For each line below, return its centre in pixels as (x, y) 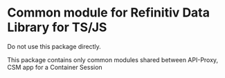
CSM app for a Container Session (55, 67)
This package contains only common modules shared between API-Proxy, (113, 59)
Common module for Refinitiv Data (108, 13)
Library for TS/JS (57, 27)
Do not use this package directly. (54, 46)
